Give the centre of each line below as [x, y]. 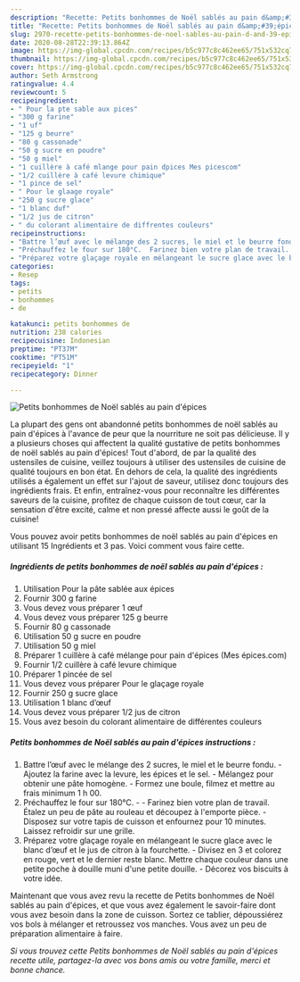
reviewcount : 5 [38, 92]
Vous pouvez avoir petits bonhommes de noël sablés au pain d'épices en [144, 537]
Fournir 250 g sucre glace [70, 694]
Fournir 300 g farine [60, 598]
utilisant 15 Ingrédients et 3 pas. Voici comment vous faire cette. [127, 546]
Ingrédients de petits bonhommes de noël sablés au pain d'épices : [137, 566]
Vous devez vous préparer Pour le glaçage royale [113, 684]
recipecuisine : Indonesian [60, 341]
